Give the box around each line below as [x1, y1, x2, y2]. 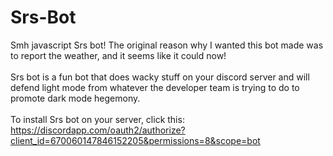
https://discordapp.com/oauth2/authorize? [10, 124, 186, 136]
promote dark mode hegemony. [10, 92, 141, 104]
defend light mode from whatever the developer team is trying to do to [10, 81, 300, 93]
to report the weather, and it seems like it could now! [10, 49, 227, 61]
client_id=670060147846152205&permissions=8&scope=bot [10, 134, 261, 146]
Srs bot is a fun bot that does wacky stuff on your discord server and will [10, 71, 310, 83]
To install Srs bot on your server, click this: [10, 113, 185, 125]
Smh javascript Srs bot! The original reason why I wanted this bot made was [10, 39, 324, 51]
